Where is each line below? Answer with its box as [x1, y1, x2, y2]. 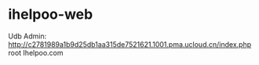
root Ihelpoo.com [8, 48, 64, 57]
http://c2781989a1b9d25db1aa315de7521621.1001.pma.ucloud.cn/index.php [8, 39, 252, 49]
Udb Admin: [8, 31, 47, 41]
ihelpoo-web [8, 5, 93, 23]
